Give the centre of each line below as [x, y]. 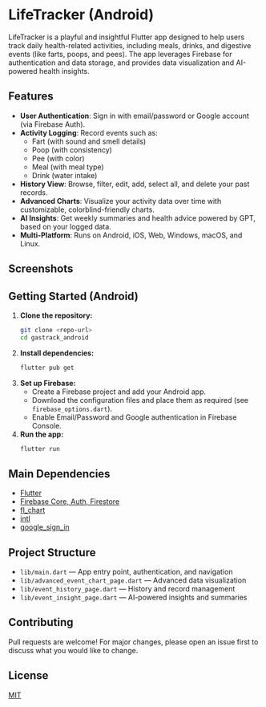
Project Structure [52, 553]
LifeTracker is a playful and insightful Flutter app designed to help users [127, 37]
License [28, 676]
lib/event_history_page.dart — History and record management [127, 589]
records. [34, 192]
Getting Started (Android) [73, 296]
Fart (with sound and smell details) [89, 141]
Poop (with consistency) [72, 149]
